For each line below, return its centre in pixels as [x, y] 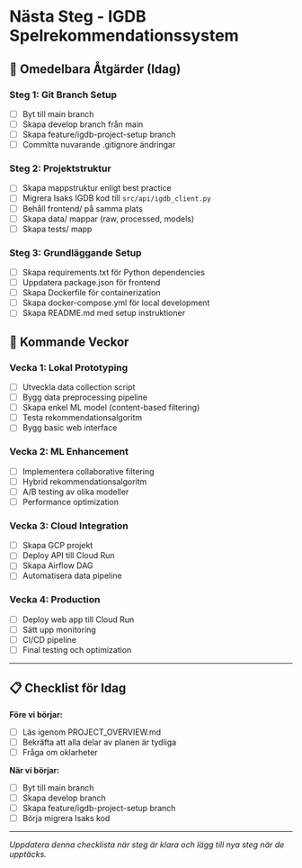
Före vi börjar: [36, 714]
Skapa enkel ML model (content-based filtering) [111, 408]
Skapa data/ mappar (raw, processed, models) [108, 219]
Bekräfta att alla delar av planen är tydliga [99, 742]
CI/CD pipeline [49, 639]
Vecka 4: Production [55, 600]
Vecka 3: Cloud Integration [69, 526]
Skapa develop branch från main [83, 124]
